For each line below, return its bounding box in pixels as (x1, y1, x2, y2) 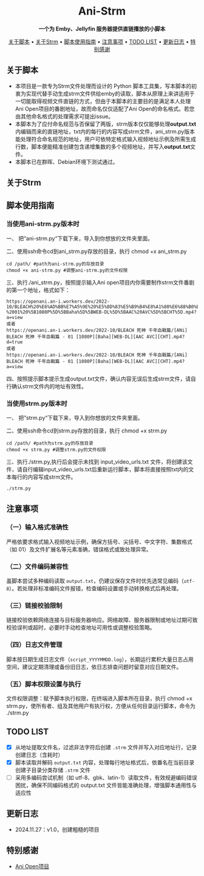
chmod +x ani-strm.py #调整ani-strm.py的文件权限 (6, 267, 128, 274)
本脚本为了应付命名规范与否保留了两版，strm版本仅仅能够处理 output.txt (15, 120, 196, 127)
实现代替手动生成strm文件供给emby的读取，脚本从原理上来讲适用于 (25, 90, 195, 97)
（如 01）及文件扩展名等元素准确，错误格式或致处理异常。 (6, 545, 152, 553)
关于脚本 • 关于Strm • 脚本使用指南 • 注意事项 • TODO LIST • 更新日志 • (8, 38, 189, 45)
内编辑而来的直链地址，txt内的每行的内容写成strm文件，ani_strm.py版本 (15, 127, 195, 135)
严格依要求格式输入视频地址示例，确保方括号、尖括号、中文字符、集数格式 (6, 538, 192, 545)
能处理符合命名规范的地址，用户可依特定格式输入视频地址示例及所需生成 (15, 135, 196, 143)
